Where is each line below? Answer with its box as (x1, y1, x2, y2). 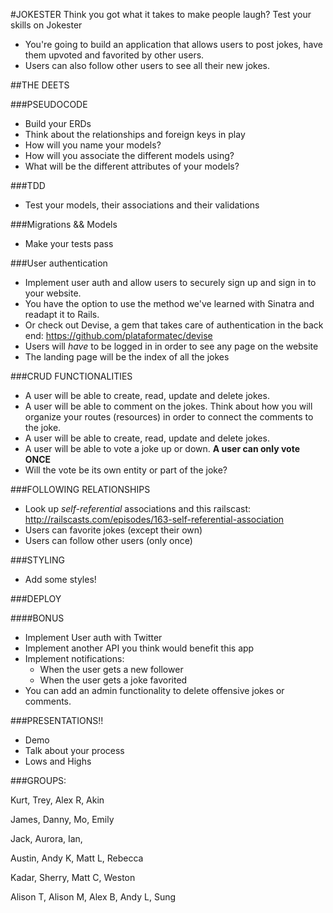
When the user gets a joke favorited (39, 674, 188, 686)
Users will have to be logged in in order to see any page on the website (24, 340, 319, 352)
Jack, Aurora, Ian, (10, 833, 83, 844)
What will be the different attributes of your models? (24, 160, 240, 172)
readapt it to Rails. (24, 309, 100, 320)
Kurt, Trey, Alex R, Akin (10, 794, 105, 806)
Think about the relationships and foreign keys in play (24, 129, 246, 140)
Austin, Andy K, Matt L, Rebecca (10, 852, 144, 864)
